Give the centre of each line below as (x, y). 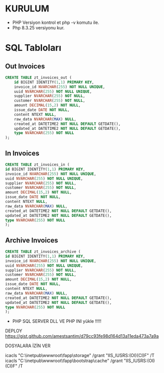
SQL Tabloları (33, 48)
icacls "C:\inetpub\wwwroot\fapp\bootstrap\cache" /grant (64, 361)
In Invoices (22, 153)
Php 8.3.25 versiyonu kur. (38, 27)
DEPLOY (14, 331)
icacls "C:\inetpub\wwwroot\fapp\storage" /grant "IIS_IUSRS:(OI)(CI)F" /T (80, 356)
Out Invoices (25, 66)
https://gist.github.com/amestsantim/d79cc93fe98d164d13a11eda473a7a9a (82, 336)
